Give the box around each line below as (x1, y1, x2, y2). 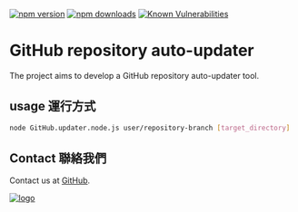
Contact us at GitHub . (9, 175, 91, 186)
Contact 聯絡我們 (9, 150, 107, 167)
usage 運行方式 (9, 99, 96, 114)
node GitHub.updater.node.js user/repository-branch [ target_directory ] (9, 123, 291, 132)
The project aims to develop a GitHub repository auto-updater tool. (9, 70, 260, 81)
